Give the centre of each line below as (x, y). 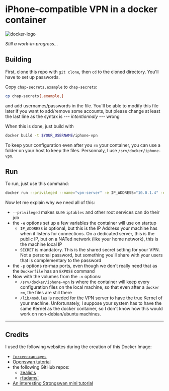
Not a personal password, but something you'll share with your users (91, 255)
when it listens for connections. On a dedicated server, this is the (87, 234)
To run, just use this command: (37, 184)
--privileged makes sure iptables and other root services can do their (86, 212)
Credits (17, 334)
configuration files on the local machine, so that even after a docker (90, 287)
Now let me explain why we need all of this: (50, 203)
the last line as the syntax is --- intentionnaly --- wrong (62, 116)
